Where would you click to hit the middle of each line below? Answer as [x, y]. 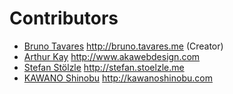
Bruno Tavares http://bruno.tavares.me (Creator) [123, 46]
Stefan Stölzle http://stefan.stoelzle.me [104, 67]
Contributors [64, 18]
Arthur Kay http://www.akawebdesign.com [112, 56]
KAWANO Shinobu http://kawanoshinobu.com [118, 78]
